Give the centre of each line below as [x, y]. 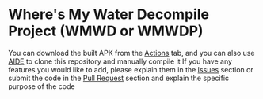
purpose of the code [42, 86]
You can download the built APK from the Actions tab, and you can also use [131, 53]
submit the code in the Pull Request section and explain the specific [119, 78]
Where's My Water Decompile [109, 15]
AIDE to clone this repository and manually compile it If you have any [120, 61]
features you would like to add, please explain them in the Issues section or [131, 69]
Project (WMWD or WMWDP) [106, 31]
